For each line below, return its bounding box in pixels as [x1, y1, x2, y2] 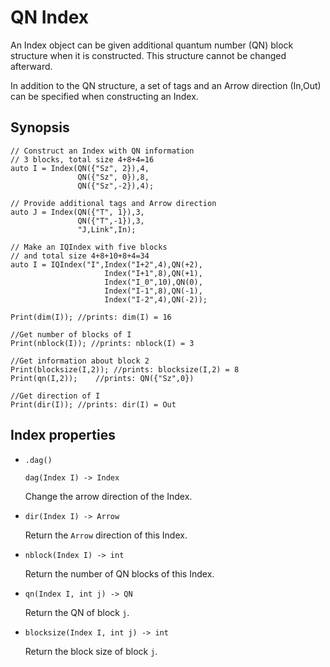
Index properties [10, 427, 116, 444]
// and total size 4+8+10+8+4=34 [10, 251, 150, 261]
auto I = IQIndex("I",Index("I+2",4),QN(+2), [10, 259, 203, 270]
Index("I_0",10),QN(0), [104, 277, 203, 287]
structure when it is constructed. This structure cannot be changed [10, 49, 287, 61]
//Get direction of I [10, 391, 101, 401]
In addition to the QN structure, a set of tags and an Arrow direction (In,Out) [10, 79, 322, 91]
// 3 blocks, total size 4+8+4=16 [10, 154, 155, 165]
